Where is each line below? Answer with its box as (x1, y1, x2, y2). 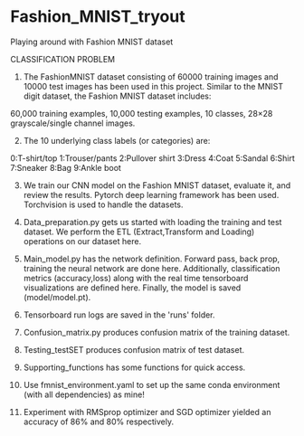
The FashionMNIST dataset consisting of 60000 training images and (23, 71, 279, 82)
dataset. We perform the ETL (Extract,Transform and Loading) (23, 226, 255, 237)
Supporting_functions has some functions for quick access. (23, 362, 246, 373)
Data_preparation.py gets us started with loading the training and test (23, 216, 282, 227)
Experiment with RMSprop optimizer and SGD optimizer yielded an (23, 406, 271, 417)
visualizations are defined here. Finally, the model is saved (23, 282, 242, 293)
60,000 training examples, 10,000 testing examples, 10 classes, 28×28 (10, 108, 273, 118)
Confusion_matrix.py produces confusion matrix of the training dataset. (23, 327, 290, 337)
